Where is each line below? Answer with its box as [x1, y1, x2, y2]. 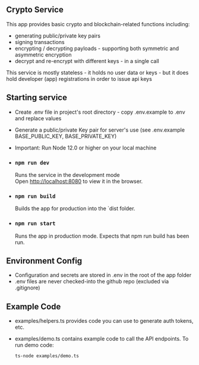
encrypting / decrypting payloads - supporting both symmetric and [14, 45, 179, 52]
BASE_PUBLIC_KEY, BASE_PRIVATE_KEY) [14, 132, 117, 139]
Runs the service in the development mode [14, 171, 120, 178]
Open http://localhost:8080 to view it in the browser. [14, 177, 143, 185]
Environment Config [6, 255, 83, 266]
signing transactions [14, 38, 65, 45]
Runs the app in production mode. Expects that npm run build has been [14, 232, 189, 239]
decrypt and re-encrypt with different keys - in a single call [14, 57, 159, 64]
